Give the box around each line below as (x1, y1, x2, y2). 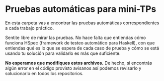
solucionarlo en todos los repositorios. (5, 70, 83, 76)
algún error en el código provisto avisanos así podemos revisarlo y (5, 65, 142, 71)
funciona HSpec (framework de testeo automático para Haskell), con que (5, 40, 155, 45)
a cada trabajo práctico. (5, 25, 54, 31)
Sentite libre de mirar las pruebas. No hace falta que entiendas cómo (5, 35, 146, 40)
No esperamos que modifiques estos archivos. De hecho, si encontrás (5, 60, 153, 66)
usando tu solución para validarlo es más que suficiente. (5, 50, 121, 56)
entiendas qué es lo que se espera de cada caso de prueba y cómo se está (5, 45, 160, 51)
